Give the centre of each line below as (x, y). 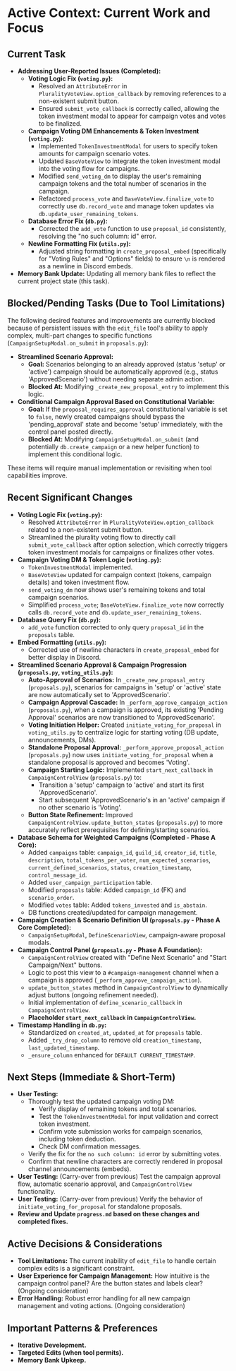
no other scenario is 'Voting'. (80, 807)
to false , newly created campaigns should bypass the (106, 416)
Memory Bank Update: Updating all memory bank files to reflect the (117, 274)
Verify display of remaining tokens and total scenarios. (118, 1109)
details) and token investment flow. (79, 582)
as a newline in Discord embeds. (86, 266)
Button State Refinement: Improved (80, 814)
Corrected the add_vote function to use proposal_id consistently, (132, 228)
